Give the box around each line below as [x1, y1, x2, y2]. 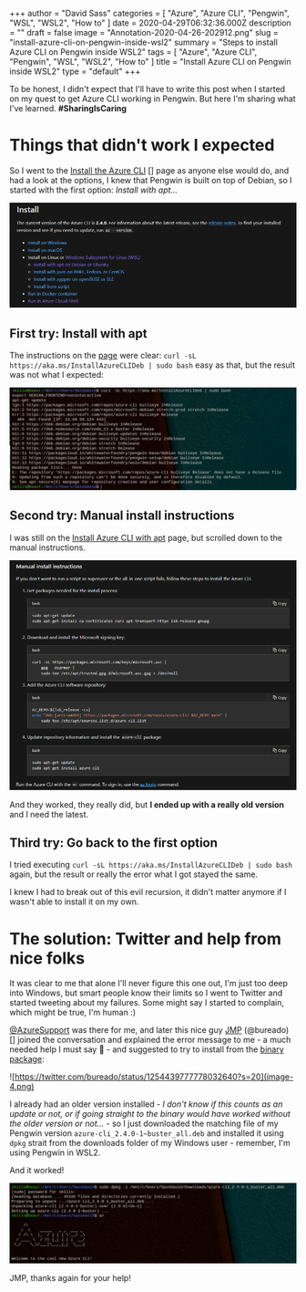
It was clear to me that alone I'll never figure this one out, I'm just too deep [9, 978, 289, 989]
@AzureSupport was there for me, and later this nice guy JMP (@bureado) [9, 1025, 290, 1036]
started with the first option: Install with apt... [9, 184, 178, 195]
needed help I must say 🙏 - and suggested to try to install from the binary [9, 1044, 284, 1055]
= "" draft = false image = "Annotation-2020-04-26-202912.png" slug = [9, 27, 280, 37]
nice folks [9, 948, 86, 968]
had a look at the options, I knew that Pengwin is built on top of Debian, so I [9, 174, 293, 185]
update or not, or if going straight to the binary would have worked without [9, 1109, 291, 1120]
